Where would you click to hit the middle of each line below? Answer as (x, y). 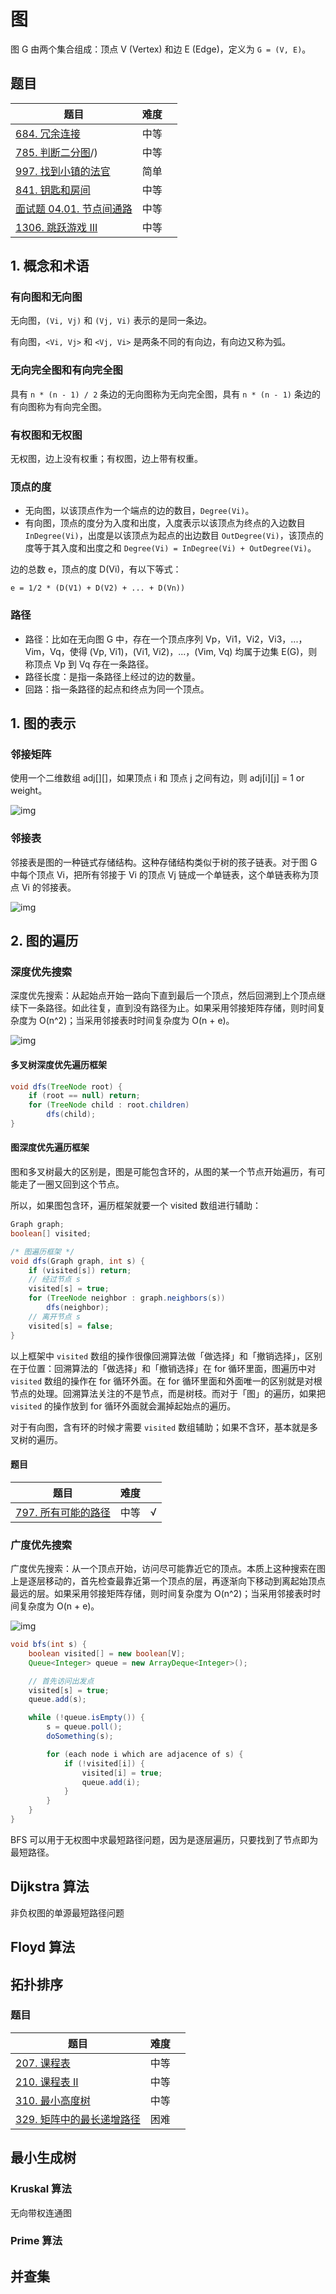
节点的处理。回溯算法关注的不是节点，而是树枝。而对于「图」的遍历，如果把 (168, 1393)
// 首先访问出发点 (61, 1681)
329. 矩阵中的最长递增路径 (78, 2119)
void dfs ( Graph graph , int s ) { (77, 1261)
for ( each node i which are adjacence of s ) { (145, 1754)
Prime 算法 (36, 2241)
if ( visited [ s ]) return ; (80, 1270)
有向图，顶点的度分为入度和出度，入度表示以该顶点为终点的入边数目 (165, 523)
